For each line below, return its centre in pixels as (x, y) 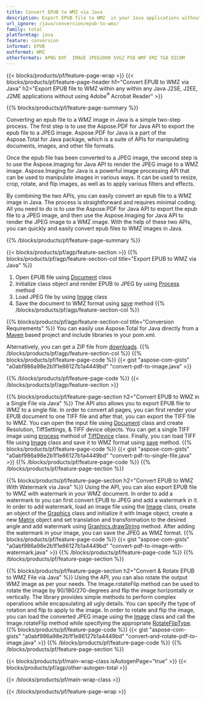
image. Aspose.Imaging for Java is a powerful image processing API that (98, 171)
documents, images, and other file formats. (61, 146)
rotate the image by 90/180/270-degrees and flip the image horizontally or (100, 590)
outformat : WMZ (26, 52)
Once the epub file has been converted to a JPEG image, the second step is (102, 158)
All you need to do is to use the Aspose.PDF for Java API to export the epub (102, 209)
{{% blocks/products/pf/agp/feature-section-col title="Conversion (90, 322)
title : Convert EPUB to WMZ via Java (55, 12)
